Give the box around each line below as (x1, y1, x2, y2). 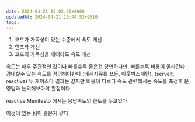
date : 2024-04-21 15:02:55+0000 (6, 8, 85, 15)
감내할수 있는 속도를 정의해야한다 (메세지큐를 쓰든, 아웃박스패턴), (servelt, (6, 71, 175, 78)
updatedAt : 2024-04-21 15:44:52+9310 (6, 14, 98, 20)
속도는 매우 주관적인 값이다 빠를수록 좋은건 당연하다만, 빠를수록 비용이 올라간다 (6, 63, 186, 70)
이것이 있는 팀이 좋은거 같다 (6, 110, 69, 117)
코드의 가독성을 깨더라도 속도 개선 (14, 51, 92, 58)
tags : (6, 19, 19, 25)
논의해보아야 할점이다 (21, 85, 71, 92)
